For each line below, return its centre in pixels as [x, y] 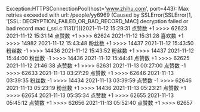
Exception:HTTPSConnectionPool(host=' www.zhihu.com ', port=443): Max [98, 9]
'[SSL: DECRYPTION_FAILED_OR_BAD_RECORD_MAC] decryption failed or [97, 21]
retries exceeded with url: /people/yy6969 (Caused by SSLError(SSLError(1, [99, 15]
